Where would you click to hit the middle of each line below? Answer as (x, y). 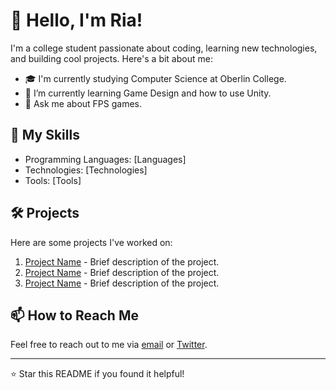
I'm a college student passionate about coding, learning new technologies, (164, 48)
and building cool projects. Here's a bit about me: (111, 58)
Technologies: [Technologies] (86, 170)
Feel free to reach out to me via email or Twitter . (109, 345)
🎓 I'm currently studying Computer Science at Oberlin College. (155, 78)
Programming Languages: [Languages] (105, 159)
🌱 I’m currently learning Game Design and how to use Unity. (148, 93)
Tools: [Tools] (53, 180)
